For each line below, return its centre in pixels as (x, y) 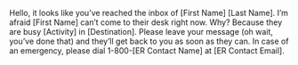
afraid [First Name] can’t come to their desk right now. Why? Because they (146, 22)
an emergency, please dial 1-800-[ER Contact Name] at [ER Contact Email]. (147, 51)
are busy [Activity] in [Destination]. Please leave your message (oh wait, (141, 32)
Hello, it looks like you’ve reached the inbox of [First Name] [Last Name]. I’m (149, 13)
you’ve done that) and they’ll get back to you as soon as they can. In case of (149, 41)
